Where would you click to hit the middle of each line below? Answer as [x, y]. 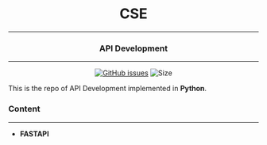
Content [25, 109]
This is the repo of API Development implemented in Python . [108, 89]
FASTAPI [34, 134]
